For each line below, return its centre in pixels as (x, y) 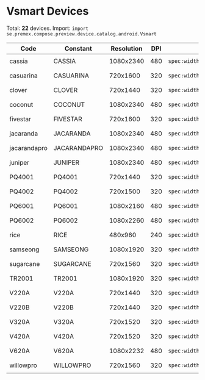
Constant (78, 48)
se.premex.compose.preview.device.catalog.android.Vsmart (81, 34)
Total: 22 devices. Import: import (48, 28)
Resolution (127, 48)
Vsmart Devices (48, 11)
